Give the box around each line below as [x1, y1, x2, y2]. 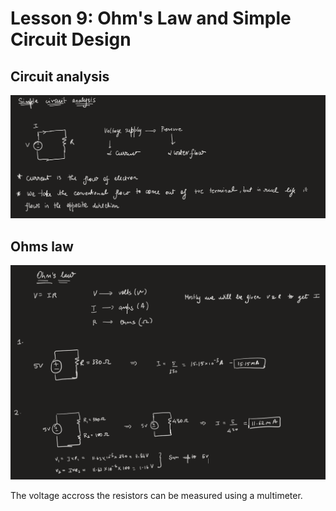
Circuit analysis [10, 68, 110, 85]
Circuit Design [10, 28, 132, 51]
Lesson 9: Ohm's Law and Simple [10, 7, 292, 30]
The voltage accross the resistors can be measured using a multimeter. [10, 489, 303, 501]
